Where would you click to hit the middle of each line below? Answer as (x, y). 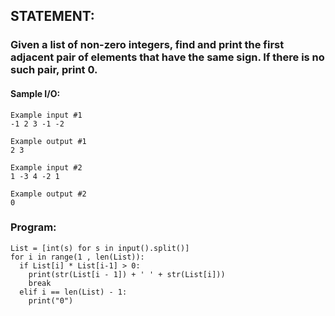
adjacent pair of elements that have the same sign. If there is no (167, 57)
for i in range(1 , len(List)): (77, 257)
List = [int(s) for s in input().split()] (100, 248)
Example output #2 (48, 194)
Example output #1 (48, 141)
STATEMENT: (52, 16)
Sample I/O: (35, 93)
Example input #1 (46, 115)
